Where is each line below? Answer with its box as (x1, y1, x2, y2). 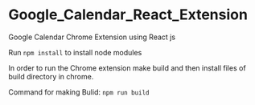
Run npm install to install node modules (8, 47, 142, 57)
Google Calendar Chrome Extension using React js (8, 32, 175, 42)
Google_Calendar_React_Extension (8, 6, 248, 24)
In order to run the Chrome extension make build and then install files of (8, 63, 247, 73)
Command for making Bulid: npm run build (8, 87, 150, 97)
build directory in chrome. (8, 71, 94, 81)
